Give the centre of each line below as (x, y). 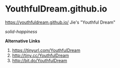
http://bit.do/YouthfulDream (39, 60)
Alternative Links (22, 41)
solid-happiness (21, 31)
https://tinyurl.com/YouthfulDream (46, 50)
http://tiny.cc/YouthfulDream (40, 55)
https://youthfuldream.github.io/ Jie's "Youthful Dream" (60, 22)
